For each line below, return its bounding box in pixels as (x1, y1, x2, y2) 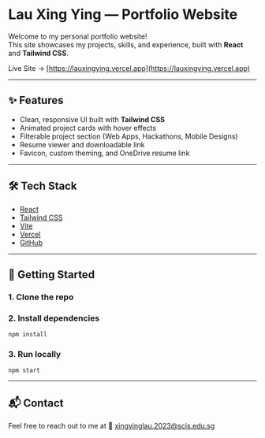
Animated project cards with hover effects (19, 123, 156, 132)
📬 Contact (8, 396, 64, 410)
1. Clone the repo (8, 291, 74, 303)
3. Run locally (8, 349, 62, 360)
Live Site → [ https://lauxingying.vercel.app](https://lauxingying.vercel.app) (8, 63, 251, 72)
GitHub (19, 238, 43, 247)
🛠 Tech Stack (8, 180, 77, 193)
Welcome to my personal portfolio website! (8, 32, 147, 41)
